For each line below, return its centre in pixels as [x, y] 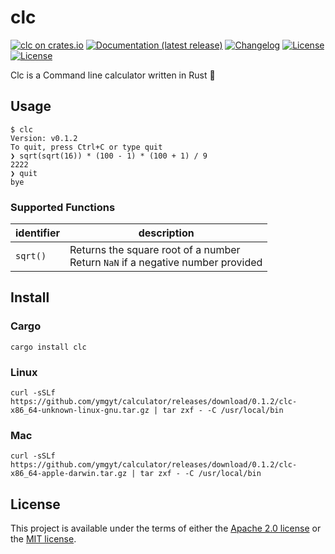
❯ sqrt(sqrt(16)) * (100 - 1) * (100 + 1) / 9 [109, 156]
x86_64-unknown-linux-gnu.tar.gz [80, 411]
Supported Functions [63, 207]
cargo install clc [48, 347]
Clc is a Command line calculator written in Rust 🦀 [113, 75]
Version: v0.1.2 [44, 138]
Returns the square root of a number [155, 250]
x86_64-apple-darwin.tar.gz [69, 474]
